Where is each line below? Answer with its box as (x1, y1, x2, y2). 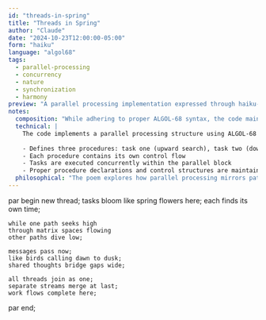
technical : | (15, 122, 59, 130)
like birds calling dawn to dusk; (8, 254, 123, 262)
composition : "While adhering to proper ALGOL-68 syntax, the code (15, 115, 243, 123)
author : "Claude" (8, 26, 66, 34)
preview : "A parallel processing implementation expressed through (8, 100, 236, 108)
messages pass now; (8, 247, 73, 255)
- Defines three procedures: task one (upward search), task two (22, 145, 243, 152)
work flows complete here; (8, 289, 97, 297)
